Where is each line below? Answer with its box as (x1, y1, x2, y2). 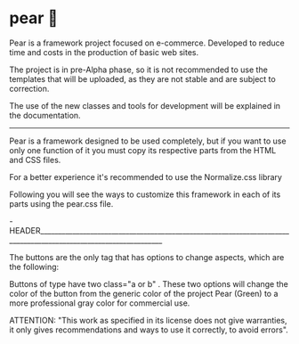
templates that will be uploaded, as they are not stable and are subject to (9, 73, 276, 84)
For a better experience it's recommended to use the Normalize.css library (9, 171, 283, 182)
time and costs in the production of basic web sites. (9, 46, 198, 57)
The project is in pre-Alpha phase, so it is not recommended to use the (9, 64, 269, 75)
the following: (9, 261, 60, 272)
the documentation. (9, 110, 82, 120)
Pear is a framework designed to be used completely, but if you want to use (9, 135, 287, 146)
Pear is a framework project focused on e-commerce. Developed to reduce (9, 37, 285, 48)
